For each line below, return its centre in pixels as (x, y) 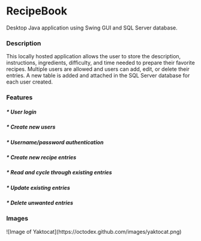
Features (19, 97)
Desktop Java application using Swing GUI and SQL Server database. (92, 28)
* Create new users (31, 127)
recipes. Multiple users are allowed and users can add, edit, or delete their (98, 69)
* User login (22, 112)
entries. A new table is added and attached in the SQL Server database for (98, 76)
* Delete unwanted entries (40, 203)
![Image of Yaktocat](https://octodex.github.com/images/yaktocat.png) (94, 231)
